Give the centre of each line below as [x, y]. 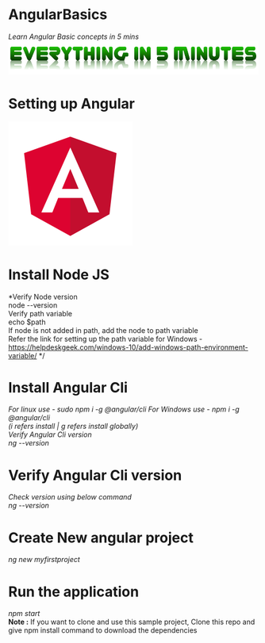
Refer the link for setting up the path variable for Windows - [106, 339]
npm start [24, 614]
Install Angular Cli [68, 387]
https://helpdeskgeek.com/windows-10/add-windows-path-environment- [128, 347]
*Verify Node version [43, 297]
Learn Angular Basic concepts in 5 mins [74, 36]
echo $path [27, 322]
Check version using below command [70, 497]
